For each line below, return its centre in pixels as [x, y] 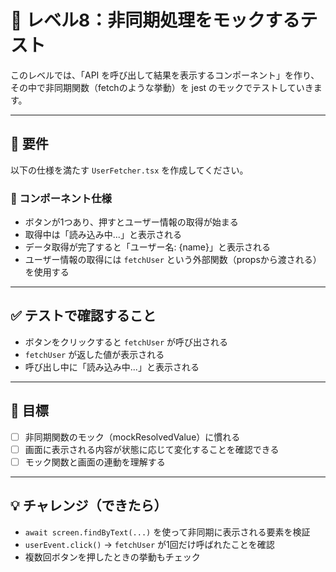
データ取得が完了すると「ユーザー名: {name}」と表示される [147, 247]
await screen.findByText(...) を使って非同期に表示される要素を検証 [167, 532]
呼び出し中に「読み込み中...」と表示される [112, 367]
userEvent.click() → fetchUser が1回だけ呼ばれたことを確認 [149, 544]
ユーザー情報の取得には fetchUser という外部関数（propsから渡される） [173, 260]
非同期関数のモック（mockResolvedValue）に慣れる [132, 437]
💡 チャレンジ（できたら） [89, 506]
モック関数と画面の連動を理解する [95, 462]
